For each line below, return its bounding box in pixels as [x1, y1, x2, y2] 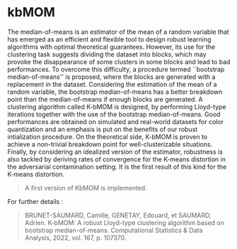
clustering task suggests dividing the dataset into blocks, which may [7, 50, 207, 59]
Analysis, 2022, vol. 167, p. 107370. [24, 233, 127, 242]
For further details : [7, 197, 64, 205]
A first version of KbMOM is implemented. [24, 183, 147, 192]
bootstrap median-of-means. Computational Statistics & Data [24, 226, 203, 234]
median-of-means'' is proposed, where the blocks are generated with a [7, 72, 216, 81]
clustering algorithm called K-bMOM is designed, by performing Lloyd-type [7, 102, 226, 111]
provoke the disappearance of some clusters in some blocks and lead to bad [7, 57, 231, 66]
